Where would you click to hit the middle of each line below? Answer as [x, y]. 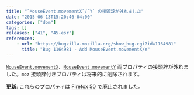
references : [20, 38]
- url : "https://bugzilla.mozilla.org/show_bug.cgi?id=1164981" [96, 44]
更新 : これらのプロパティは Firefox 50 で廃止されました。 [75, 86]
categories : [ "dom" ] [31, 22]
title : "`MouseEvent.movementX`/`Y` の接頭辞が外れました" [75, 11]
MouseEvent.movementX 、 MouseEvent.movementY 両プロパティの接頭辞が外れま [97, 66]
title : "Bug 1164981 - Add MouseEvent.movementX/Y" [86, 50]
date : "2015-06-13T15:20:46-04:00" [49, 17]
